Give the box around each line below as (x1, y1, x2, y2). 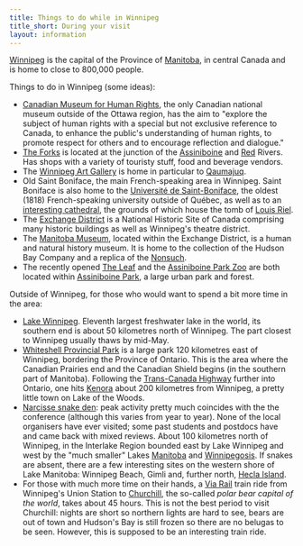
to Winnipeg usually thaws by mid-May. (22, 335, 170, 346)
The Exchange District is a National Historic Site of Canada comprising (22, 214, 285, 225)
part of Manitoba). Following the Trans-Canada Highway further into (22, 373, 276, 384)
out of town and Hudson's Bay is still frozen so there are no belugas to (22, 517, 284, 528)
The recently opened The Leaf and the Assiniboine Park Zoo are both (22, 262, 280, 273)
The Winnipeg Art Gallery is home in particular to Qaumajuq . (22, 166, 246, 177)
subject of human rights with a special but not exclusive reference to (22, 118, 278, 129)
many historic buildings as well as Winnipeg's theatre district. (22, 223, 251, 234)
